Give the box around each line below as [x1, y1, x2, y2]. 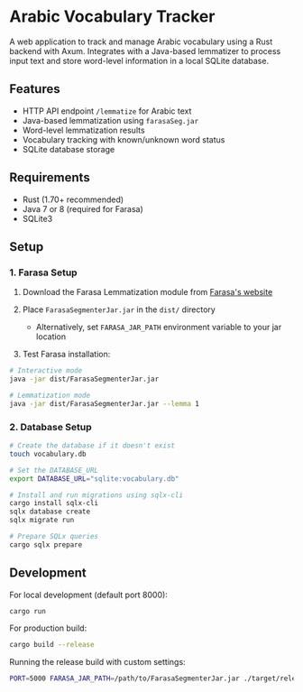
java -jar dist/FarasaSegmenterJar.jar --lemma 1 [9, 399, 200, 408]
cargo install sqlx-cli [9, 499, 99, 508]
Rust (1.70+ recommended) [22, 194, 124, 205]
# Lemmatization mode [9, 391, 91, 400]
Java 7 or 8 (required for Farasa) [22, 203, 144, 214]
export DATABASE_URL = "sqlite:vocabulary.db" [9, 474, 179, 484]
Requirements [9, 170, 90, 186]
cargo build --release [9, 641, 95, 650]
